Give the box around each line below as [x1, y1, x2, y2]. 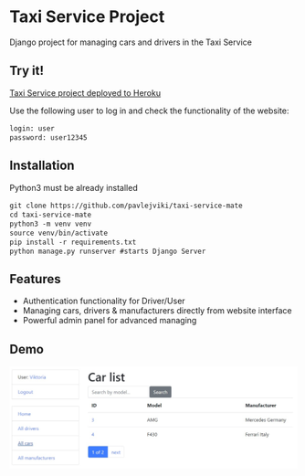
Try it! [9, 63, 44, 79]
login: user [9, 123, 55, 133]
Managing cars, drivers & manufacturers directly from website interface [22, 305, 292, 316]
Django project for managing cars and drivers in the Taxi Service [9, 37, 253, 48]
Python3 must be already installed [9, 182, 139, 193]
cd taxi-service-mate [9, 210, 92, 219]
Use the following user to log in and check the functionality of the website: [9, 105, 289, 116]
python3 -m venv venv [9, 219, 92, 228]
